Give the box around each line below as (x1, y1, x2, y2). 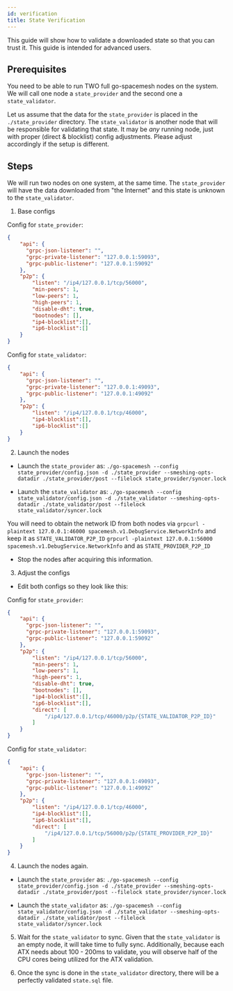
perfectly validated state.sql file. (17, 976, 113, 985)
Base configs (17, 207, 56, 216)
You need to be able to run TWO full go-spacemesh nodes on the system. (7, 82, 219, 91)
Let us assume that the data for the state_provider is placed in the (7, 110, 198, 119)
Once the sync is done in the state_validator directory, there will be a (17, 969, 219, 977)
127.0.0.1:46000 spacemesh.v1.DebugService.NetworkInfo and (38, 526, 216, 535)
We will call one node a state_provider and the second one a (7, 89, 183, 98)
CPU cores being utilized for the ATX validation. (17, 955, 154, 964)
